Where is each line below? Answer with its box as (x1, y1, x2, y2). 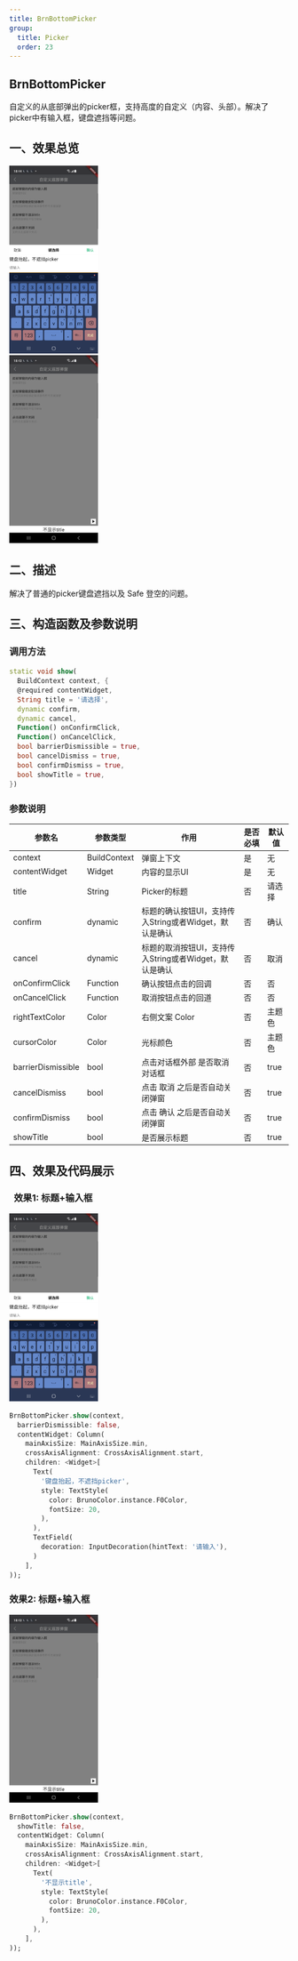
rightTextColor (12, 1011, 66, 1022)
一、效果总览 (9, 141, 80, 156)
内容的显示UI (141, 866, 189, 877)
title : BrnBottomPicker (9, 14, 98, 23)
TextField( (32, 1533, 74, 1542)
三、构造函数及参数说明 (9, 616, 137, 631)
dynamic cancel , (17, 714, 77, 723)
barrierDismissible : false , (17, 1420, 122, 1429)
